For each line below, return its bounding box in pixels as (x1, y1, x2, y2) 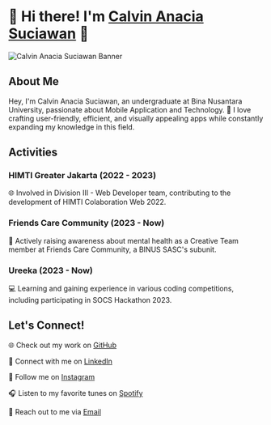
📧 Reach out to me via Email (8, 406, 102, 416)
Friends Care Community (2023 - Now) (8, 218, 165, 229)
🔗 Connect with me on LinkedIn (8, 356, 113, 366)
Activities (8, 146, 58, 159)
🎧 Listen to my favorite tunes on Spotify (8, 388, 143, 397)
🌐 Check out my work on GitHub (8, 340, 117, 350)
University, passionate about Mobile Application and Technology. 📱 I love (8, 104, 252, 114)
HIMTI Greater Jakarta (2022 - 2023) (8, 170, 156, 181)
